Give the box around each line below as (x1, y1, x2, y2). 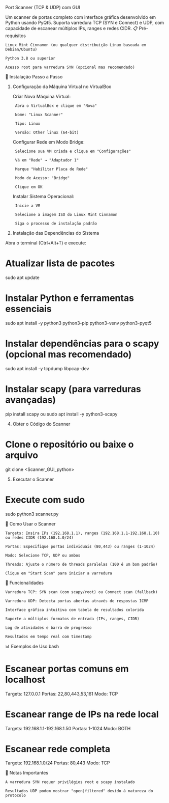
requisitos (5, 33, 26, 39)
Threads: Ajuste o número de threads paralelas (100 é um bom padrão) (5, 562, 158, 567)
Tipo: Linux (15, 121, 41, 126)
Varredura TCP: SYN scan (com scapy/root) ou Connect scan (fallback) (5, 589, 158, 595)
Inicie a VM (15, 203, 41, 208)
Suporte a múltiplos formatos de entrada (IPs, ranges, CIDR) (5, 616, 140, 621)
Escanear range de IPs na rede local (5, 708, 159, 720)
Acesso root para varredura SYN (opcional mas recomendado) (5, 65, 136, 70)
